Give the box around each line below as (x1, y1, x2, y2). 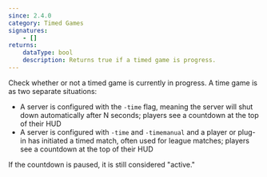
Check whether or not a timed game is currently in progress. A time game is (8, 77, 258, 88)
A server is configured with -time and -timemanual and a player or (19, 127, 237, 136)
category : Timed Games (8, 19, 84, 27)
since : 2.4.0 (8, 11, 52, 20)
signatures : (8, 26, 48, 34)
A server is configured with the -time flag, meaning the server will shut (19, 101, 253, 112)
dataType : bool (22, 49, 74, 57)
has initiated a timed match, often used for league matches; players (27, 136, 250, 145)
